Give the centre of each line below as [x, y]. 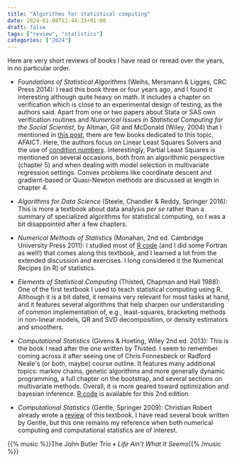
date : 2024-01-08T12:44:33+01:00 [57, 21]
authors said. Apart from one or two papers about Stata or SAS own [117, 112]
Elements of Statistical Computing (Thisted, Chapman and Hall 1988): [119, 282]
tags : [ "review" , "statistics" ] [55, 34]
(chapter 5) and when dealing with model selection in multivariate [113, 165]
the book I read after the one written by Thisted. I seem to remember [118, 348]
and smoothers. [40, 327]
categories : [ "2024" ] [39, 41]
